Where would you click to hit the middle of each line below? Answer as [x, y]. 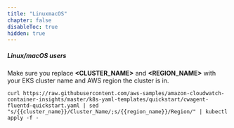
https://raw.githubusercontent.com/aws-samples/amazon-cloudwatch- [124, 94]
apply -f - [23, 118]
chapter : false [30, 20]
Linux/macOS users [37, 55]
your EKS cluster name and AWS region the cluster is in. [88, 80]
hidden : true [26, 33]
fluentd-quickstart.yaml [44, 106]
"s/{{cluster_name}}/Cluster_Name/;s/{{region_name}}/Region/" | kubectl [118, 112]
